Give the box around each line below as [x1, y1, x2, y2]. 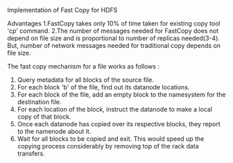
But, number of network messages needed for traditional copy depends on [7, 42, 221, 49]
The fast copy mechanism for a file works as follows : [7, 62, 159, 70]
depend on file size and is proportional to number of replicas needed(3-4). [7, 34, 221, 42]
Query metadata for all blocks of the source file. [17, 76, 155, 84]
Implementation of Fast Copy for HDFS [7, 6, 118, 14]
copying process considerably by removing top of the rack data [17, 142, 199, 150]
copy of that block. [17, 112, 71, 121]
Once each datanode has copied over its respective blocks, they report [17, 120, 221, 128]
